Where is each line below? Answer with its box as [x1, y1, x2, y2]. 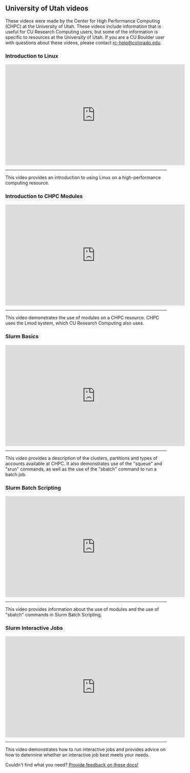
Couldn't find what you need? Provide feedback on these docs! [5, 762, 139, 768]
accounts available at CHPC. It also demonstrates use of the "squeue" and [5, 460, 162, 467]
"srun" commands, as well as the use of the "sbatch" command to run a [5, 466, 157, 472]
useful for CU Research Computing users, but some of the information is [5, 28, 158, 35]
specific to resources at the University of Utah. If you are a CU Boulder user [5, 34, 165, 40]
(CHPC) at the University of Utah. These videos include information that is [5, 23, 161, 29]
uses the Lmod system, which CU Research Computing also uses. [5, 320, 144, 326]
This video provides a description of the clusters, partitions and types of [5, 455, 158, 461]
